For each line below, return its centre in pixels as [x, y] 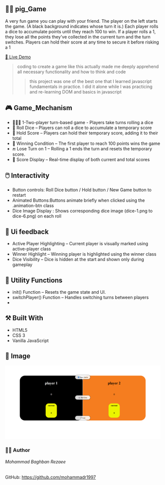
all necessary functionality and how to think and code [71, 72]
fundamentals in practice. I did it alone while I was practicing [91, 87]
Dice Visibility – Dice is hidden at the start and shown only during [78, 260]
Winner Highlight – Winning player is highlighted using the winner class [84, 254]
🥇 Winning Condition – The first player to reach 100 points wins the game [86, 143]
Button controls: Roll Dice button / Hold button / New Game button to [82, 190]
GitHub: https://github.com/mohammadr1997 [50, 477]
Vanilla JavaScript [31, 340]
